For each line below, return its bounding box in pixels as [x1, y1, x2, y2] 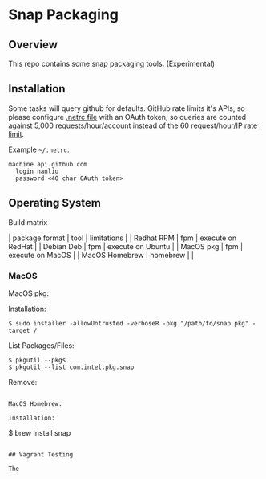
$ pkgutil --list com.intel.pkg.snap [8, 363, 135, 371]
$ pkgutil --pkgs [8, 356, 66, 364]
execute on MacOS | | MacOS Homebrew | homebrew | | [8, 250, 195, 260]
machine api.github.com [8, 160, 88, 168]
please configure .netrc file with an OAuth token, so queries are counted [8, 112, 247, 121]
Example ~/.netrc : [8, 145, 70, 154]
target [8, 326, 30, 334]
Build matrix [8, 217, 48, 227]
